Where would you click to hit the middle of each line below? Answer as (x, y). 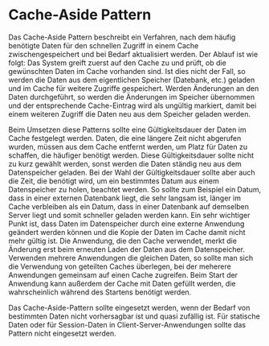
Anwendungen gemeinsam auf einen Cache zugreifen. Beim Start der (123, 274)
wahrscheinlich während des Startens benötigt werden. (100, 292)
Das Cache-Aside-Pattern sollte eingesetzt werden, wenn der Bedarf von (129, 307)
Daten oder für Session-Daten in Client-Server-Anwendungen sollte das (127, 324)
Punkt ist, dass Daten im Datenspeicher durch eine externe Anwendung (126, 224)
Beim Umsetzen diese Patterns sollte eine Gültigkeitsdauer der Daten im (127, 130)
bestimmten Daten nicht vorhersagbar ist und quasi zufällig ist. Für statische (134, 316)
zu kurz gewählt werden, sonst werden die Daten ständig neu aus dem (125, 163)
